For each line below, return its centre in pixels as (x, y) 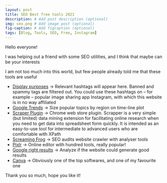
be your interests (22, 62)
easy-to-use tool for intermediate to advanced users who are (75, 129)
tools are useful (21, 77)
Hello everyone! (21, 47)
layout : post (19, 10)
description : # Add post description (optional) (57, 19)
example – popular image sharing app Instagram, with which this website (87, 97)
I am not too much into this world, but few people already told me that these (83, 72)
